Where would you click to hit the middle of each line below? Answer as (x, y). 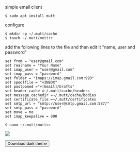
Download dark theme (27, 144)
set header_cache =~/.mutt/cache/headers (47, 91)
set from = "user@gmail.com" (34, 61)
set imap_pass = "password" (33, 74)
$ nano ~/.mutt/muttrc (28, 125)
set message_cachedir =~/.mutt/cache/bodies (51, 95)
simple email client (23, 7)
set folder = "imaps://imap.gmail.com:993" (50, 78)
